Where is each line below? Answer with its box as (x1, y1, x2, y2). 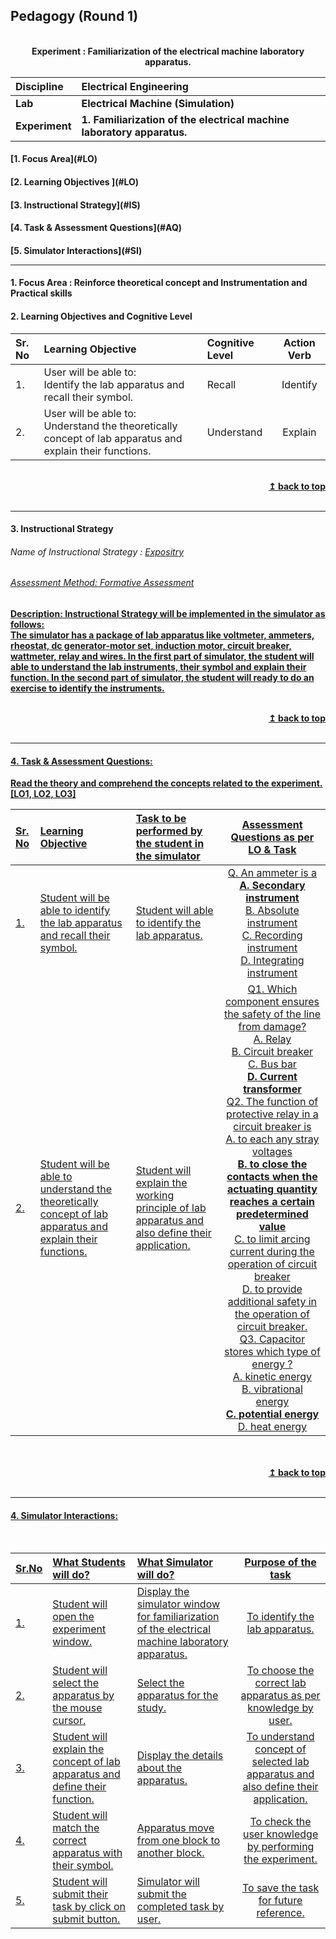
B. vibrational (241, 1382, 303, 1396)
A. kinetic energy (232, 1370, 313, 1384)
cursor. (52, 1714, 87, 1728)
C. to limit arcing (234, 1232, 311, 1246)
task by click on (52, 1900, 127, 1914)
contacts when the (226, 1170, 318, 1184)
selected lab (251, 1755, 310, 1769)
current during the (229, 1245, 315, 1259)
